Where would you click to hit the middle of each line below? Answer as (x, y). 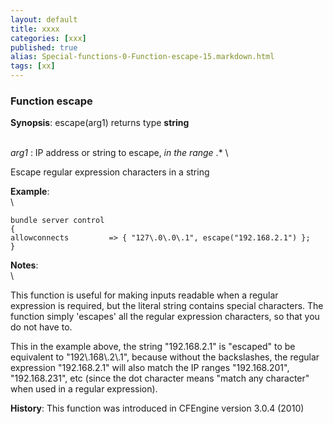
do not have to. (41, 327)
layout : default (44, 19)
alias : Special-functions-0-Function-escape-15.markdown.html (142, 57)
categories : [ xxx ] (48, 38)
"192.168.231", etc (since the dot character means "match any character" (160, 378)
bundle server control (57, 221)
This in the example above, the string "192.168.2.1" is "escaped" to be (153, 347)
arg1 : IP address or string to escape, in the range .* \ (119, 153)
